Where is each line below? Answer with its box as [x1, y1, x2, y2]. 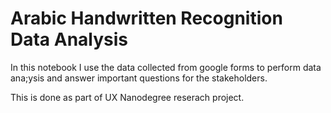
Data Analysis [10, 28, 129, 51]
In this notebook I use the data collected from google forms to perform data [10, 61, 322, 73]
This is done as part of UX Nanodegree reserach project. [10, 91, 245, 103]
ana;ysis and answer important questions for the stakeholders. [10, 72, 268, 84]
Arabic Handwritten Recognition [10, 7, 283, 30]
